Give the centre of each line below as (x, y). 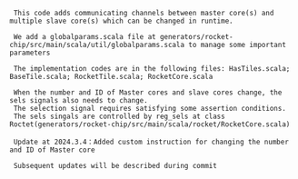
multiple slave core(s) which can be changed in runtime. (121, 21)
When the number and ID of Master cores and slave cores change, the (148, 93)
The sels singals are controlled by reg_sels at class (119, 116)
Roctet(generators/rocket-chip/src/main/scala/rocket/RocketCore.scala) (150, 124)
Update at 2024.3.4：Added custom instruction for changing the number (151, 142)
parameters (30, 53)
